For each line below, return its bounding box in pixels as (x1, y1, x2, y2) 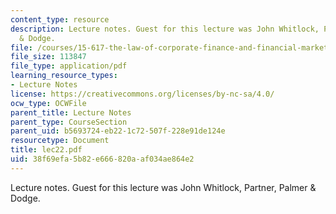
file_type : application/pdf (10, 61, 128, 71)
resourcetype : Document (10, 136, 110, 146)
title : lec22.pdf (10, 145, 83, 155)
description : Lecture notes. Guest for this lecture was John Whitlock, (10, 24, 320, 34)
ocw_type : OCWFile (10, 98, 87, 108)
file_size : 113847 (10, 52, 87, 62)
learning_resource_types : (10, 71, 118, 81)
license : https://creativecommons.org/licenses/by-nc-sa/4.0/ (10, 89, 275, 99)
